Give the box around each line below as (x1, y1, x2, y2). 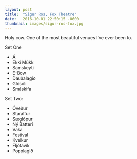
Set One (5, 44, 22, 50)
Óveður (12, 105, 28, 111)
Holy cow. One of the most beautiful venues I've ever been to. (5, 35, 132, 41)
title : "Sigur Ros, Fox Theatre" (5, 12, 77, 17)
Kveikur (12, 137, 28, 143)
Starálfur (12, 111, 31, 117)
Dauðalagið (12, 75, 36, 81)
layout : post (5, 7, 32, 12)
